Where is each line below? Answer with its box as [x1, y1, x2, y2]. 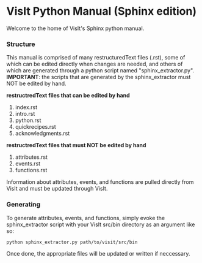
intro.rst [15, 110, 35, 118]
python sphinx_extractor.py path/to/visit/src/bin [6, 239, 138, 245]
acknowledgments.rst [15, 130, 70, 137]
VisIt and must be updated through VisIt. [6, 185, 108, 192]
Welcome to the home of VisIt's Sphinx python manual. [6, 25, 145, 32]
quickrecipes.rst [15, 123, 56, 131]
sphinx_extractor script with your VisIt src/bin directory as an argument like [6, 221, 195, 228]
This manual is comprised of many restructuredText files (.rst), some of [6, 54, 186, 61]
